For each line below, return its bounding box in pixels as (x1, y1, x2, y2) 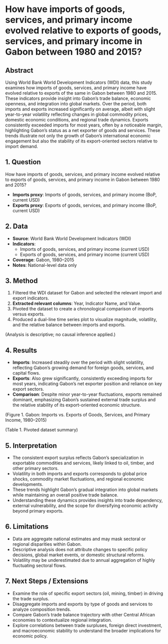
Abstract (5, 66, 34, 75)
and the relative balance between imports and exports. (12, 322, 126, 328)
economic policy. (12, 633, 48, 639)
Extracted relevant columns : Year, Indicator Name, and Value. (12, 300, 141, 306)
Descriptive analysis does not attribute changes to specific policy (12, 546, 148, 552)
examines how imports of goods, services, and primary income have (5, 85, 147, 91)
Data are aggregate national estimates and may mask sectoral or (12, 536, 146, 542)
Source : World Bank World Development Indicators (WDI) (12, 235, 131, 241)
